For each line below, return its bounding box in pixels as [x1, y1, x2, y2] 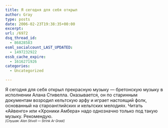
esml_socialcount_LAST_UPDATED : [5, 45, 73, 50]
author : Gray [5, 12, 33, 17]
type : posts [5, 17, 30, 22]
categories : [5, 63, 30, 69]
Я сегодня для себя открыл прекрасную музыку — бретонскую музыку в [5, 87, 163, 92]
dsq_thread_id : [5, 36, 37, 41]
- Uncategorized [10, 69, 44, 74]
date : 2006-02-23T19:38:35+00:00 [5, 21, 75, 27]
